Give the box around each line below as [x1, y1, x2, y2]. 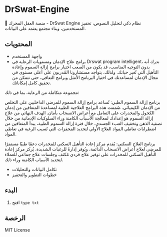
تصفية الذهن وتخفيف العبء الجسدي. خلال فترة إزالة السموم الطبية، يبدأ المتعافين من [4, 120, 162, 126]
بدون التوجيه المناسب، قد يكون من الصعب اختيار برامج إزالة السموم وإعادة [11, 63, 150, 69]
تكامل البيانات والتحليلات [11, 166, 57, 172]
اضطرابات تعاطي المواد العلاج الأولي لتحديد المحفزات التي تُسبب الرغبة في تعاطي [4, 125, 156, 131]
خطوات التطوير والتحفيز [11, 171, 57, 177]
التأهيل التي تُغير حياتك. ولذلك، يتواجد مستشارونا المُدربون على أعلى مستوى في [11, 69, 159, 75]
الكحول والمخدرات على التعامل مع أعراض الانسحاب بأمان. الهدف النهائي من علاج [4, 109, 154, 115]
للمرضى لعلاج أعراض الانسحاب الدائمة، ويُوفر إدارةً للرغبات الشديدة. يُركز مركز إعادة [4, 146, 162, 152]
